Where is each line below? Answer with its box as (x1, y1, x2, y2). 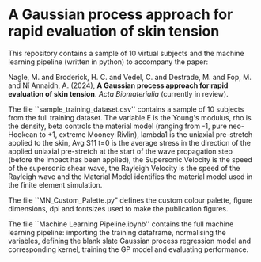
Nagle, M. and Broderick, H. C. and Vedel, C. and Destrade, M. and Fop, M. (8, 72, 252, 82)
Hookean (8, 129, 38, 139)
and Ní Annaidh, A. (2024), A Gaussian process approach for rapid (8, 81, 229, 90)
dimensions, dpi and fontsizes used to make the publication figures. (8, 203, 229, 213)
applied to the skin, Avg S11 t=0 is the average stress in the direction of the (8, 138, 252, 147)
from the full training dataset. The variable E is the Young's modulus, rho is (8, 112, 252, 122)
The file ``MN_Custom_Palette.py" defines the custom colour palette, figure (8, 196, 253, 205)
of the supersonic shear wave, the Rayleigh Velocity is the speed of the (8, 163, 240, 173)
